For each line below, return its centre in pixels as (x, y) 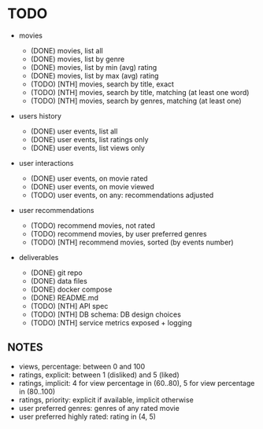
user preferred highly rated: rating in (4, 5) (87, 416)
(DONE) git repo (57, 273)
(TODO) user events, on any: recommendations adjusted (122, 195)
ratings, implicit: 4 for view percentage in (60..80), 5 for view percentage (137, 383)
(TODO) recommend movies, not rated (93, 225)
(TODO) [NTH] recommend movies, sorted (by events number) (132, 242)
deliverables (39, 257)
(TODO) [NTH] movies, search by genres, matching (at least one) (136, 101)
